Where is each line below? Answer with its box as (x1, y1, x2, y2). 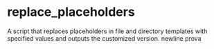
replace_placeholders (7, 4, 135, 20)
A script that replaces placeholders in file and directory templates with (7, 27, 208, 35)
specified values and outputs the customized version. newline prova (7, 34, 202, 42)
